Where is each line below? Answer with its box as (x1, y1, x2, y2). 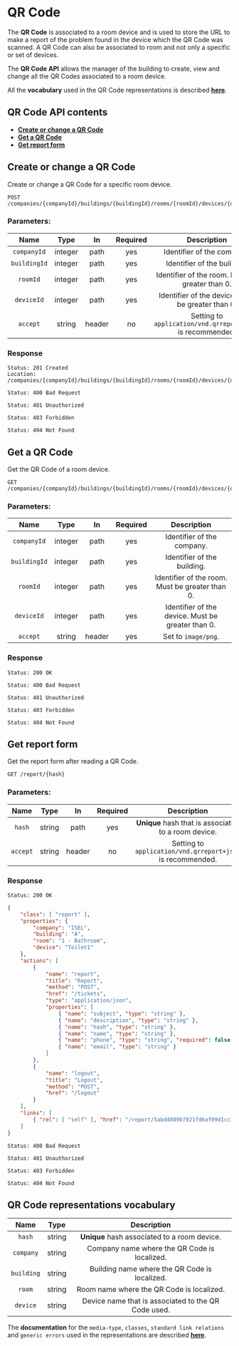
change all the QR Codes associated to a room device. (7, 72, 166, 80)
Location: (7, 371, 37, 378)
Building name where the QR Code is (90, 1264, 212, 1274)
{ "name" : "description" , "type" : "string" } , (58, 1016, 199, 1024)
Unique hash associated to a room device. (80, 1232, 222, 1242)
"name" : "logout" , (45, 1070, 100, 1077)
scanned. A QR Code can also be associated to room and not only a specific (7, 43, 230, 51)
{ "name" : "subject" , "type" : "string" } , (58, 1010, 186, 1017)
